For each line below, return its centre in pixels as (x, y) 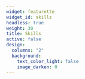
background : (27, 56)
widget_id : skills (29, 17)
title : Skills (24, 34)
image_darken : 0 (37, 67)
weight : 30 (20, 28)
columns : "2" (28, 50)
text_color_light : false (48, 61)
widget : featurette (31, 12)
